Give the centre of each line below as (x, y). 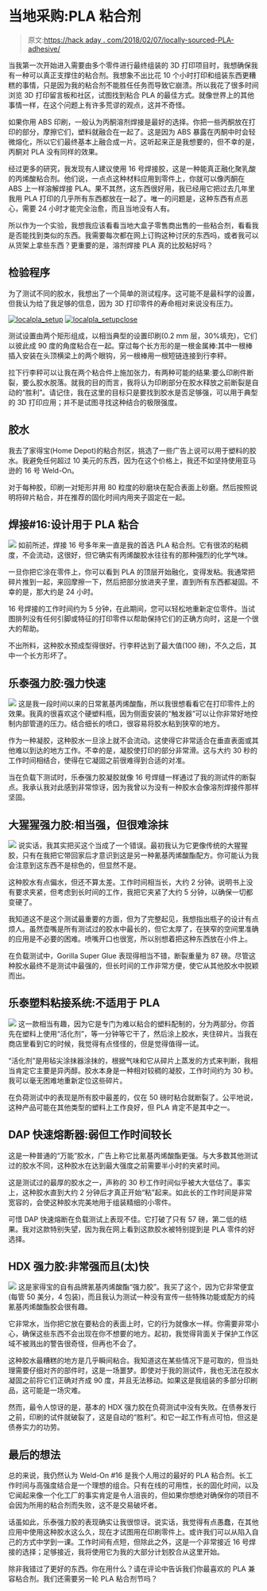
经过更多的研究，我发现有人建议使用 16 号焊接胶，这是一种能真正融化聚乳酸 (132, 169)
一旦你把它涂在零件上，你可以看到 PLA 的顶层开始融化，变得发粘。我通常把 (132, 572)
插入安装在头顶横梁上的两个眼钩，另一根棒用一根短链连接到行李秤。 (120, 356)
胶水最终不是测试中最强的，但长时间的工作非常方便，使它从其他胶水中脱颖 (137, 966)
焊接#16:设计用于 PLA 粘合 (74, 525)
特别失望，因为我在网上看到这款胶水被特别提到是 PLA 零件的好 (153, 1229)
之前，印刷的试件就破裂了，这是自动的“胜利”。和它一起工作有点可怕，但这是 (133, 1418)
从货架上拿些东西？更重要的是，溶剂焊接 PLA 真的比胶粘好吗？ (111, 245)
